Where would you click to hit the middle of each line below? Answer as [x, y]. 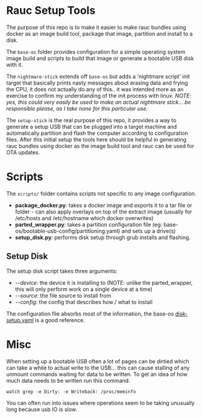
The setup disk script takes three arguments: [62, 271]
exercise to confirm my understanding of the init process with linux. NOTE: [99, 96]
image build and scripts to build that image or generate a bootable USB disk [100, 58]
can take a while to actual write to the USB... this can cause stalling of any [98, 368]
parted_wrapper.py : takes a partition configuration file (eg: [89, 224]
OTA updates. [23, 152]
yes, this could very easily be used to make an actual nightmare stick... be [99, 102]
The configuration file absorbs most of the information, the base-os [90, 313]
